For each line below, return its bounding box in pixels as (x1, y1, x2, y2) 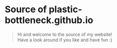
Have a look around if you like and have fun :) (17, 37, 112, 43)
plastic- (48, 4, 82, 15)
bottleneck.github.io (5, 14, 94, 26)
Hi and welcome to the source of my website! (17, 31, 112, 37)
